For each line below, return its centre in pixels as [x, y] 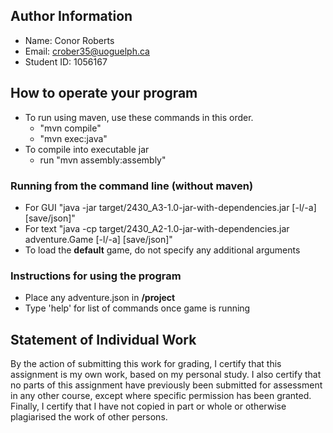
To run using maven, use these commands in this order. [139, 117]
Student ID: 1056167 [66, 61]
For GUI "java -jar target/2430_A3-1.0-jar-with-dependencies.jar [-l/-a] [170, 207]
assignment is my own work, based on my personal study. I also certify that [166, 375]
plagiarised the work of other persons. [89, 417]
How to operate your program [104, 93]
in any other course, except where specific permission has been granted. [161, 396]
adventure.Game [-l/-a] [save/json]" [98, 239]
